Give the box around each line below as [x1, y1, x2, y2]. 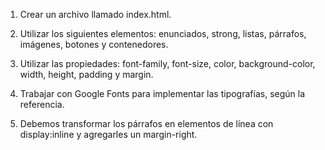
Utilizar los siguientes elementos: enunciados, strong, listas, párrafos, [19, 28, 307, 39]
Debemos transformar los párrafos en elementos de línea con [19, 118, 274, 129]
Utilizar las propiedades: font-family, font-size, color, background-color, [19, 58, 316, 69]
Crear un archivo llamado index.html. [19, 9, 172, 20]
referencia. [19, 99, 65, 110]
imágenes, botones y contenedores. [19, 39, 169, 50]
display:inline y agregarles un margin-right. [19, 129, 198, 140]
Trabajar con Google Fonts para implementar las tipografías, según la [19, 88, 306, 99]
